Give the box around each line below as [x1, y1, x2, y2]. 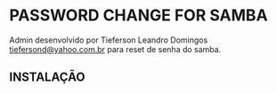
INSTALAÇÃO [9, 70, 86, 85]
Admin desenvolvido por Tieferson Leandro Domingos [9, 35, 208, 45]
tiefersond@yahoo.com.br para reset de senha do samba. [9, 43, 222, 54]
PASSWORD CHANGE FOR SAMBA [9, 5, 269, 26]
